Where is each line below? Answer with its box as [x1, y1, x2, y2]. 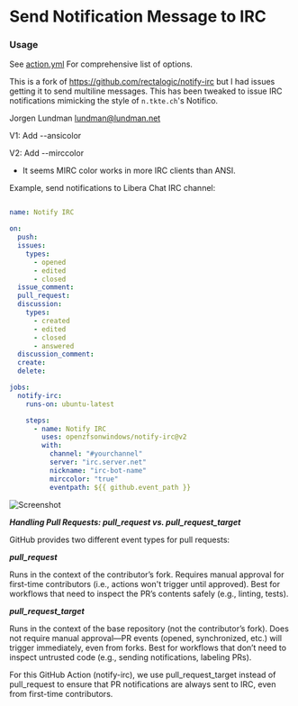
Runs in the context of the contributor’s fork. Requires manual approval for [9, 569, 284, 580]
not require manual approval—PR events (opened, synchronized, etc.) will [9, 632, 282, 643]
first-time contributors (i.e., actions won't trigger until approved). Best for [9, 578, 281, 589]
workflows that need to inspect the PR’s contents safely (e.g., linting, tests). [9, 588, 289, 599]
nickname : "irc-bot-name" [49, 466, 147, 475]
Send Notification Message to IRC [9, 6, 267, 27]
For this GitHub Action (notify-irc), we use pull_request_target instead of [9, 669, 276, 680]
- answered [32, 341, 75, 350]
